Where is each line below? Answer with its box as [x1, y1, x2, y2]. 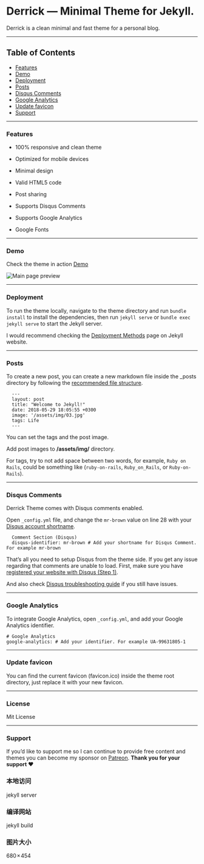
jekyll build [6, 821, 33, 829]
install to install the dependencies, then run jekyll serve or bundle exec [6, 313, 191, 321]
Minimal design [15, 167, 53, 174]
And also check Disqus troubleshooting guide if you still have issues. [6, 580, 178, 588]
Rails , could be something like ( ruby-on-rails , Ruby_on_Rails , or [6, 463, 168, 471]
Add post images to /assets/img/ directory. [6, 445, 115, 452]
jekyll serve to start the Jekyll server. [6, 320, 103, 327]
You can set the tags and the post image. [6, 433, 109, 441]
